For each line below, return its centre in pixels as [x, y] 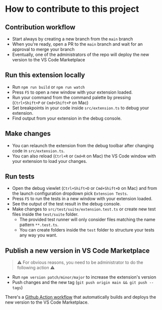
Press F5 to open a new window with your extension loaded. [72, 92]
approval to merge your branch [43, 49]
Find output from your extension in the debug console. [67, 118]
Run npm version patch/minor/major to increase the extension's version [84, 277]
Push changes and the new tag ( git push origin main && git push [80, 283]
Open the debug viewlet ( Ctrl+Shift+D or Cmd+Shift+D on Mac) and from [84, 188]
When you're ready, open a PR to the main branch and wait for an [77, 44]
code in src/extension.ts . [38, 151]
